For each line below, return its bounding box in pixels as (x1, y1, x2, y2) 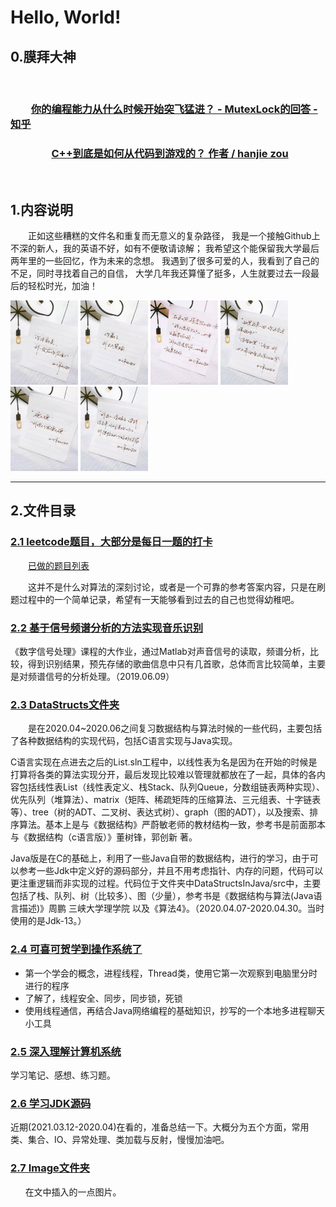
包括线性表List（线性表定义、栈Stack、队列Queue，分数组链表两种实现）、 (18, 781, 326, 793)
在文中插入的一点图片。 (24, 1186, 122, 1198)
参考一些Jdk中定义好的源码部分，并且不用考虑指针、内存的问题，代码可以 (18, 865, 324, 877)
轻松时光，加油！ (27, 280, 98, 292)
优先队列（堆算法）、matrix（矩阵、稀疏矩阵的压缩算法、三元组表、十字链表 (10, 794, 322, 806)
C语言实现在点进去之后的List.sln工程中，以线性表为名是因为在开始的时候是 (10, 756, 318, 768)
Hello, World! (10, 6, 122, 29)
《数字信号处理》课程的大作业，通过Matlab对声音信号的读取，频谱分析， (10, 646, 310, 658)
